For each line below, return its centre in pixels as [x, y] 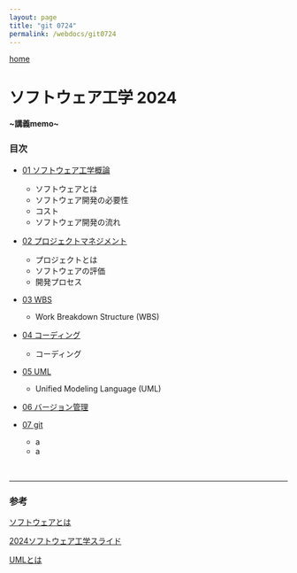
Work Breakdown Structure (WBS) [97, 316]
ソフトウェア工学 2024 [93, 97]
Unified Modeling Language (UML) [98, 388]
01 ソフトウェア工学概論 [66, 170]
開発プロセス [58, 282]
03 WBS [37, 299]
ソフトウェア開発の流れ [78, 221]
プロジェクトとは [66, 259]
